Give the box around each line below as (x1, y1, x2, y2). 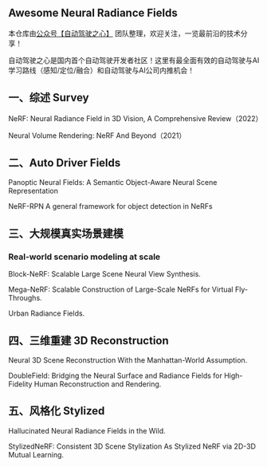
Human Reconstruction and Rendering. (33, 379, 162, 389)
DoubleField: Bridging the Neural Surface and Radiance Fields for (8, 371, 223, 380)
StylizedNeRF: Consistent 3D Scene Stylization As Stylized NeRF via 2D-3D (8, 441, 257, 451)
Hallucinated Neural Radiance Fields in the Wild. (8, 426, 166, 435)
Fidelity (8, 379, 33, 389)
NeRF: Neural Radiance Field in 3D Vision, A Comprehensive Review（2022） (8, 113, 263, 123)
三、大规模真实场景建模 (8, 226, 124, 240)
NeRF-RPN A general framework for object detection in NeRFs (8, 202, 213, 211)
